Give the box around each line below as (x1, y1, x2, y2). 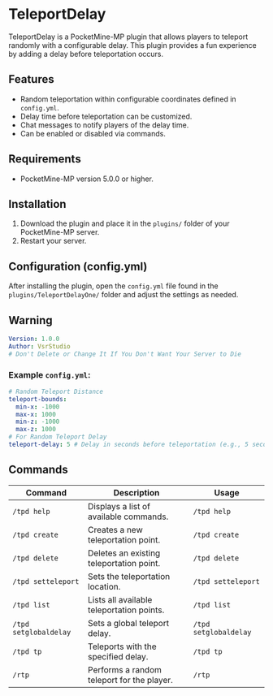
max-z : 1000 (15, 426, 57, 434)
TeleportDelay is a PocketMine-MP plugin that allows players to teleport (8, 32, 249, 41)
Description (113, 486, 160, 498)
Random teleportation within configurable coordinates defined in (19, 94, 237, 104)
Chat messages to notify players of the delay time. (19, 119, 189, 130)
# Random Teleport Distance (8, 387, 104, 396)
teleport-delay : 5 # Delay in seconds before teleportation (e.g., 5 (8, 440, 249, 449)
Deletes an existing (88, 547, 161, 559)
